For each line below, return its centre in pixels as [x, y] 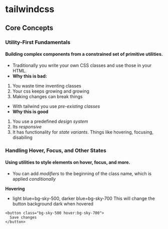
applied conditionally [34, 179]
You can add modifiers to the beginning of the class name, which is [82, 173]
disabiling [22, 137]
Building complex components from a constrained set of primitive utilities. [84, 54]
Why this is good [30, 111]
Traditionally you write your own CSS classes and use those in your [82, 65]
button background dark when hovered [53, 204]
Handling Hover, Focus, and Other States [56, 150]
